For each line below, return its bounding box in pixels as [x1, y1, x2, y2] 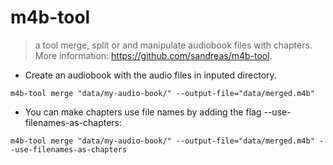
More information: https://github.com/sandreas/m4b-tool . [34, 49, 273, 61]
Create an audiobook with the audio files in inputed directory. [24, 69, 277, 81]
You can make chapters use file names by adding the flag [24, 106, 262, 118]
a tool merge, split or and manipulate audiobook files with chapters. [34, 39, 313, 51]
